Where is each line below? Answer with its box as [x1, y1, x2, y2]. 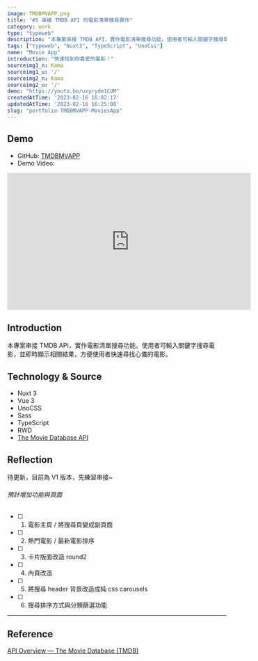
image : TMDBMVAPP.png [7, 10, 70, 17]
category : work [7, 23, 51, 30]
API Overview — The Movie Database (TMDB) [7, 646, 139, 655]
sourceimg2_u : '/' [7, 81, 61, 88]
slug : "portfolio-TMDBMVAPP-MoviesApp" [7, 107, 123, 114]
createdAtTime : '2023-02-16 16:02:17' [7, 95, 120, 102]
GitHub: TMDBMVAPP [17, 151, 81, 160]
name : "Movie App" [7, 49, 61, 56]
